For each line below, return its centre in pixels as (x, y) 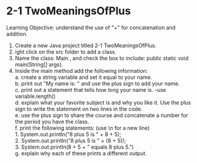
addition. (17, 33)
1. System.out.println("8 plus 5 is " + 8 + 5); (68, 134)
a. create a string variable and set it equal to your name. (83, 77)
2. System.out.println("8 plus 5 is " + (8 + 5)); (70, 140)
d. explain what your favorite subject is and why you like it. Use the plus (103, 102)
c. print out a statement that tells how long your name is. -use (90, 90)
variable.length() (35, 96)
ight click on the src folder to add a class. (65, 51)
